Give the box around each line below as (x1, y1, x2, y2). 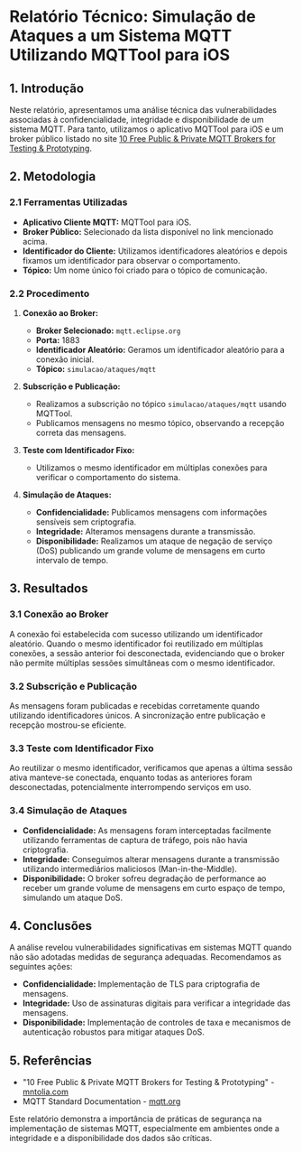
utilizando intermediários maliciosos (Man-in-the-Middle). (22, 863, 237, 874)
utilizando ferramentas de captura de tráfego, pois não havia (22, 834, 248, 845)
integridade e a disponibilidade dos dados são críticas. (9, 1133, 213, 1144)
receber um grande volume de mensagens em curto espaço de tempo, (22, 882, 286, 893)
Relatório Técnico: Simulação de (9, 6, 256, 27)
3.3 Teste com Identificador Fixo (9, 742, 154, 755)
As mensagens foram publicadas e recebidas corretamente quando (9, 700, 260, 711)
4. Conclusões (9, 918, 93, 934)
